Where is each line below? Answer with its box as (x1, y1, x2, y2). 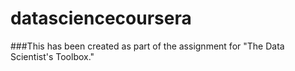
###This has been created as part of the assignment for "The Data (10, 40, 285, 52)
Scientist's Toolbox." (10, 50, 95, 62)
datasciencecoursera (10, 7, 192, 30)
